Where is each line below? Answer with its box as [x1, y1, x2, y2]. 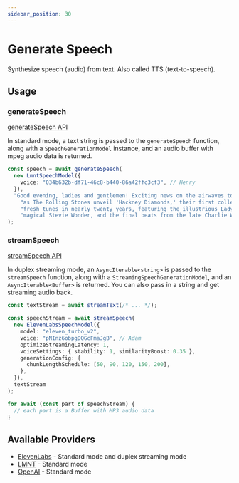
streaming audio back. [7, 288, 73, 296]
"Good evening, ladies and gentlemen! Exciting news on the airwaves [14, 192, 224, 199]
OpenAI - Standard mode [17, 467, 92, 476]
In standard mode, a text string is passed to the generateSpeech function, [7, 137, 220, 145]
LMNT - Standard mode [17, 460, 87, 469]
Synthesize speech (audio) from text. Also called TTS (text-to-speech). [7, 65, 216, 73]
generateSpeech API [7, 123, 68, 132]
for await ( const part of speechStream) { [7, 400, 135, 407]
